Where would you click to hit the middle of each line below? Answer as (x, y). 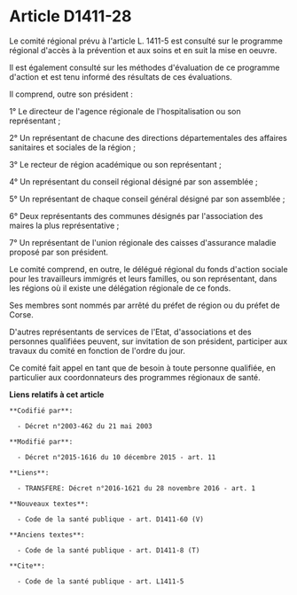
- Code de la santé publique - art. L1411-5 (101, 581)
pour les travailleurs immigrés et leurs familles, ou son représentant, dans (143, 278)
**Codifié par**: (41, 411)
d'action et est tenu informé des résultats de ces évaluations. (121, 76)
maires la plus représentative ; (64, 225)
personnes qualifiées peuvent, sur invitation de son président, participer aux (148, 341)
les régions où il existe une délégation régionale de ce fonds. (120, 288)
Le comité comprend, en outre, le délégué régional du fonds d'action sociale (148, 269)
